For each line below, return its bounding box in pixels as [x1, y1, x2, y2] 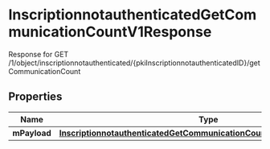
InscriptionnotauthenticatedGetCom [8, 6, 257, 24]
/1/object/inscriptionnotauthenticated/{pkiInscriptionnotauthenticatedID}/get [8, 58, 261, 68]
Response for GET [8, 49, 69, 59]
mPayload [12, 127, 52, 139]
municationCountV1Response [8, 23, 212, 41]
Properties [8, 90, 63, 104]
